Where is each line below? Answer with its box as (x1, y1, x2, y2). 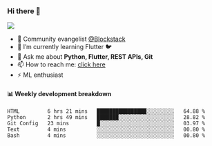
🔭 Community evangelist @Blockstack (17, 35, 126, 44)
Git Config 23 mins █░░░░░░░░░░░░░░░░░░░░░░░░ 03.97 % (7, 120, 206, 127)
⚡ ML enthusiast (17, 71, 64, 79)
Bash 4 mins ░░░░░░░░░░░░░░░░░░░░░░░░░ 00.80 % (7, 131, 206, 139)
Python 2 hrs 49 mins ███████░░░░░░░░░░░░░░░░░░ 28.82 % (7, 113, 206, 120)
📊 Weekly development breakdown (7, 89, 112, 98)
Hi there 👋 (7, 6, 41, 16)
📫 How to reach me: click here (17, 60, 106, 69)
